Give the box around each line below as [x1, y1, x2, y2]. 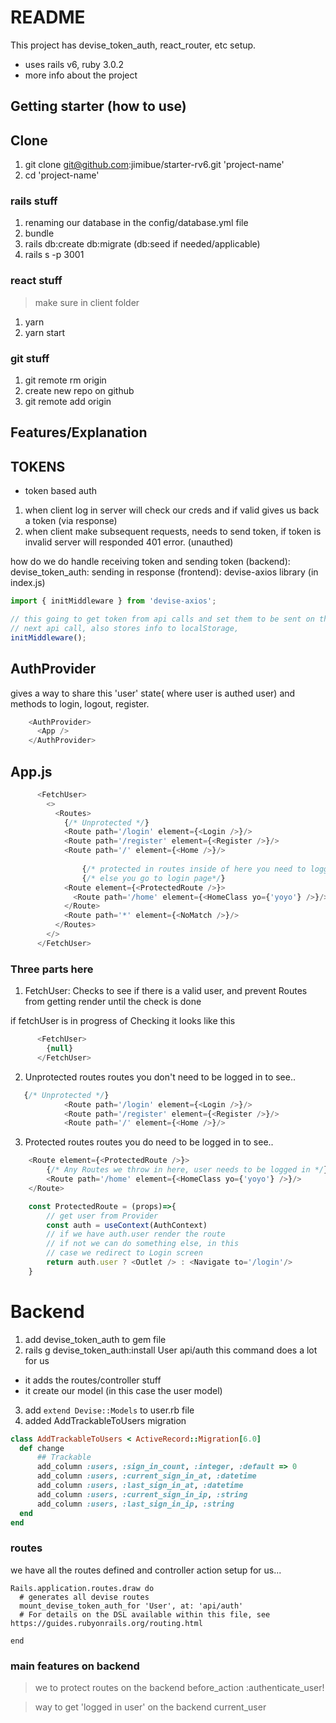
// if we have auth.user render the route [46, 1229, 226, 1240]
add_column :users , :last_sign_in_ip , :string [36, 1499, 235, 1509]
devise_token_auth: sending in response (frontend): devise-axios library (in [10, 566, 319, 578]
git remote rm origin [24, 374, 107, 386]
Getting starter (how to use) [10, 98, 187, 115]
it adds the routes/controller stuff [24, 1374, 162, 1386]
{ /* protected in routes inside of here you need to [81, 864, 307, 874]
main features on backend [10, 1659, 140, 1673]
